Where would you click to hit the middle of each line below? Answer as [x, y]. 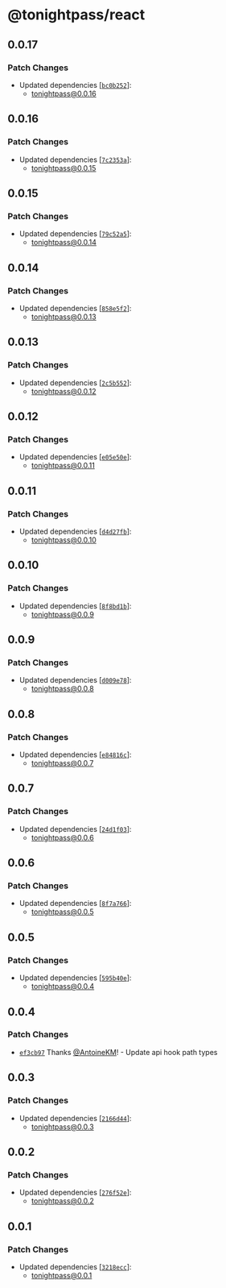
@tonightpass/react [76, 15]
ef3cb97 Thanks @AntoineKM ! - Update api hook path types [118, 1052]
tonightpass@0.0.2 [62, 1201]
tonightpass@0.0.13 [64, 317]
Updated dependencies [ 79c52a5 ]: [75, 234]
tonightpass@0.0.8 [62, 689]
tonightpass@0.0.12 [64, 391]
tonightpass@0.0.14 [64, 243]
